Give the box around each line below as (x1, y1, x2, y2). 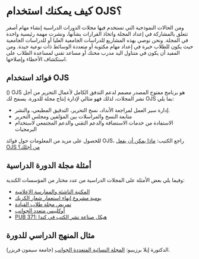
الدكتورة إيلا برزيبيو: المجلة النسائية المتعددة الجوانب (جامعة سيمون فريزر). (6, 246, 170, 254)
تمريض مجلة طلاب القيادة (14, 201, 72, 208)
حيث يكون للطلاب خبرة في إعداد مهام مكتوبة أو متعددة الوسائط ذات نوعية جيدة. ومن (6, 43, 194, 50)
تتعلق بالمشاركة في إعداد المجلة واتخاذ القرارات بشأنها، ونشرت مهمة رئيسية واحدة (6, 30, 188, 37)
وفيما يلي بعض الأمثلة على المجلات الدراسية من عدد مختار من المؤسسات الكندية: (6, 176, 185, 183)
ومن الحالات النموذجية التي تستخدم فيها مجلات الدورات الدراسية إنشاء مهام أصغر (6, 24, 184, 31)
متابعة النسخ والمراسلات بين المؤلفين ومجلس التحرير (14, 113, 132, 120)
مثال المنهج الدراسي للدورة (6, 230, 95, 241)
